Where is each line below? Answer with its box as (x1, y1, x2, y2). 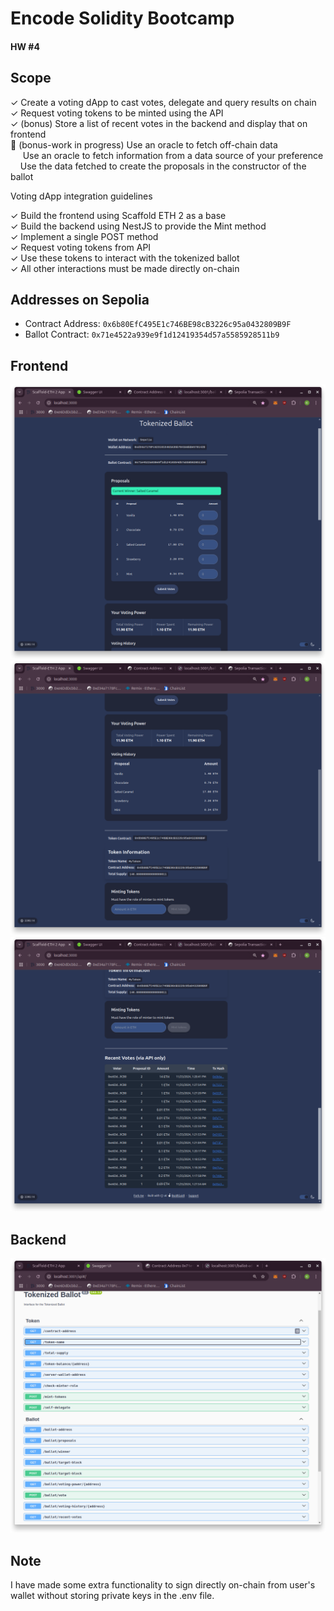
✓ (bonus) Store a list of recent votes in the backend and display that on (10, 117, 308, 129)
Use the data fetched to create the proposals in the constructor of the (19, 160, 307, 172)
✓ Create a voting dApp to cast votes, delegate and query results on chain (10, 96, 317, 108)
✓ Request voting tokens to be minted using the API (10, 107, 224, 119)
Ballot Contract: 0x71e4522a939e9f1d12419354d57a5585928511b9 (24, 328, 280, 341)
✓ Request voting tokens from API (10, 241, 152, 253)
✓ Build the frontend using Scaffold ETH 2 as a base (10, 209, 227, 221)
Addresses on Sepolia (10, 291, 150, 308)
